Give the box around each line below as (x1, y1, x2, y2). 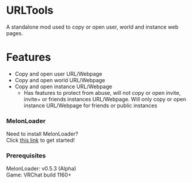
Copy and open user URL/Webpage (14, 70, 103, 77)
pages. (6, 29, 23, 36)
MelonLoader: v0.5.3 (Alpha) (6, 165, 76, 172)
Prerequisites (6, 151, 46, 160)
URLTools (6, 4, 54, 17)
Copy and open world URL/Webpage (14, 76, 106, 83)
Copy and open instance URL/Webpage (14, 83, 112, 90)
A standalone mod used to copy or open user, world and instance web (6, 23, 179, 30)
